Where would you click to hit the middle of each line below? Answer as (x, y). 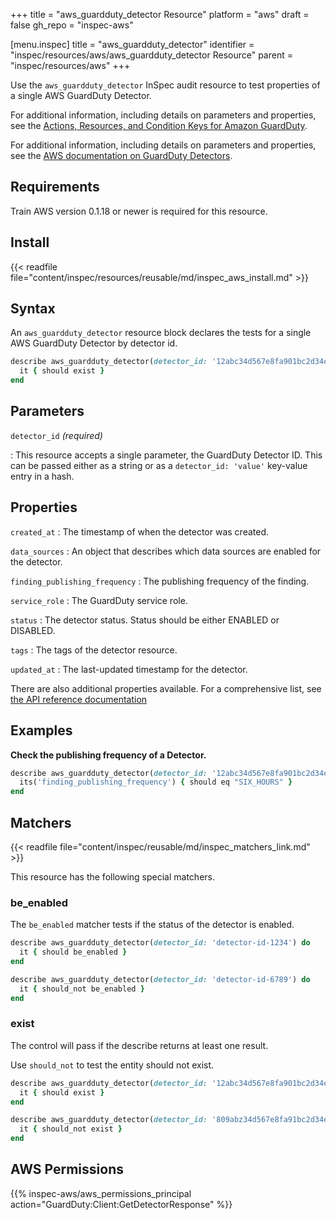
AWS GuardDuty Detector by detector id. (94, 343)
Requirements (55, 187)
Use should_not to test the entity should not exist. (112, 1065)
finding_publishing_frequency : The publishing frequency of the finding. (160, 581)
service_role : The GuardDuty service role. (99, 600)
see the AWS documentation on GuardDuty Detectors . (121, 155)
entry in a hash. (42, 476)
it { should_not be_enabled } (82, 989)
